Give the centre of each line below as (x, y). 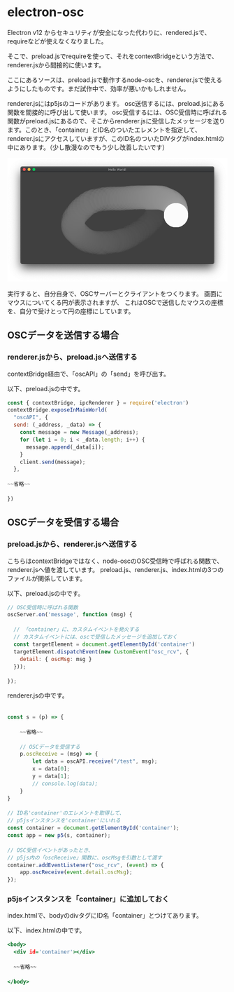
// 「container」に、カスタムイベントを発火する (76, 630)
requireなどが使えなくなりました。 (57, 41)
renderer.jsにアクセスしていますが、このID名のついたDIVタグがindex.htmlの (116, 138)
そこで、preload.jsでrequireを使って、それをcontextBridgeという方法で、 (112, 56)
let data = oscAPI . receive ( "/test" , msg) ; (95, 761)
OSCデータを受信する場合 (63, 523)
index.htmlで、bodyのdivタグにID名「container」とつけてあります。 (105, 916)
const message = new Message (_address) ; (79, 433)
